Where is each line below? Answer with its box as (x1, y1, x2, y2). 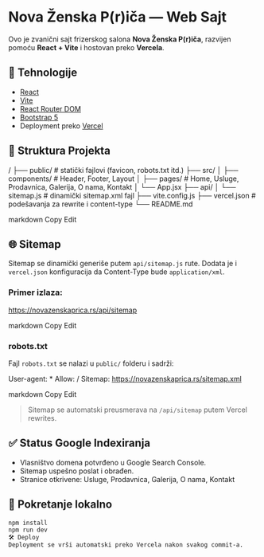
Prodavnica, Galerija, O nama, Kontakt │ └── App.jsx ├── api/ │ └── (8, 182, 236, 191)
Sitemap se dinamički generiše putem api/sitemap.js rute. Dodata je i (8, 259, 237, 269)
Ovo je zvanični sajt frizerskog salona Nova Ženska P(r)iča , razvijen (8, 34, 231, 44)
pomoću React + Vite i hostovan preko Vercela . (8, 42, 165, 52)
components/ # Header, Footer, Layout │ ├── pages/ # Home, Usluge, (8, 174, 239, 183)
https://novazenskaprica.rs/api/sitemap (8, 305, 138, 315)
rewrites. (27, 413, 57, 422)
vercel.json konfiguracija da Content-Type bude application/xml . (8, 267, 225, 277)
